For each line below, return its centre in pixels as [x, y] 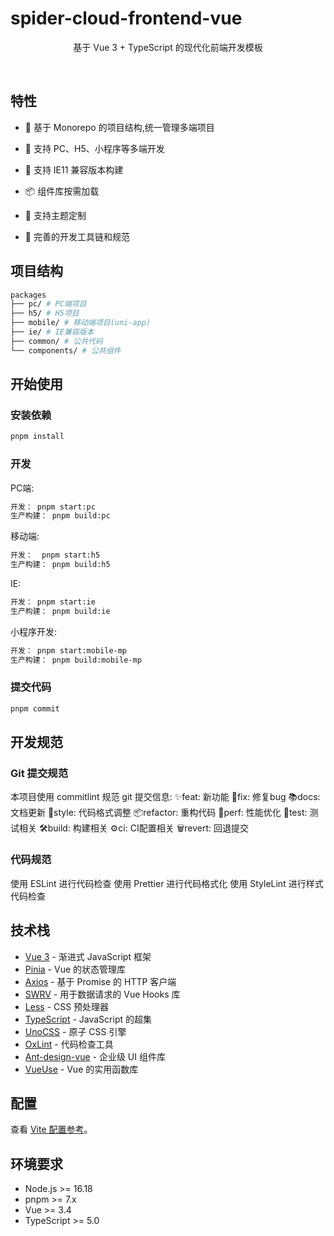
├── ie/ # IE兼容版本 [52, 332]
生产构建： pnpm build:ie [60, 611]
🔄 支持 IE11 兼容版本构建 [74, 169]
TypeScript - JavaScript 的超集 [88, 1019]
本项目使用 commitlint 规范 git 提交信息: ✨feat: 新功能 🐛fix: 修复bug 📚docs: [165, 797]
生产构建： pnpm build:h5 [60, 565]
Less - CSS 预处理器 [67, 1006]
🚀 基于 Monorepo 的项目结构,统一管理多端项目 [119, 127]
